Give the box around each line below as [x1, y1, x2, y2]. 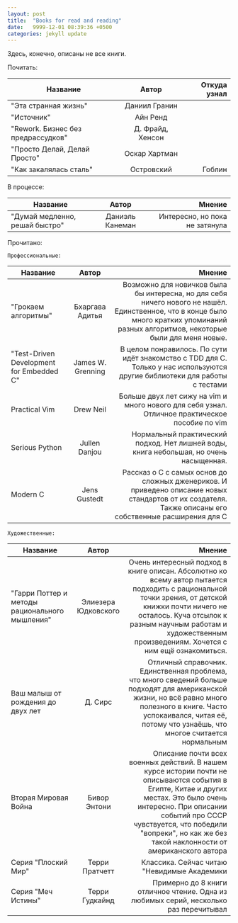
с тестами [192, 380, 227, 390]
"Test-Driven [11, 349, 55, 358]
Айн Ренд [135, 113, 168, 123]
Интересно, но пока [159, 212, 227, 222]
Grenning [74, 366, 106, 376]
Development [11, 358, 55, 368]
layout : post [7, 10, 46, 18]
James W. [73, 358, 107, 368]
